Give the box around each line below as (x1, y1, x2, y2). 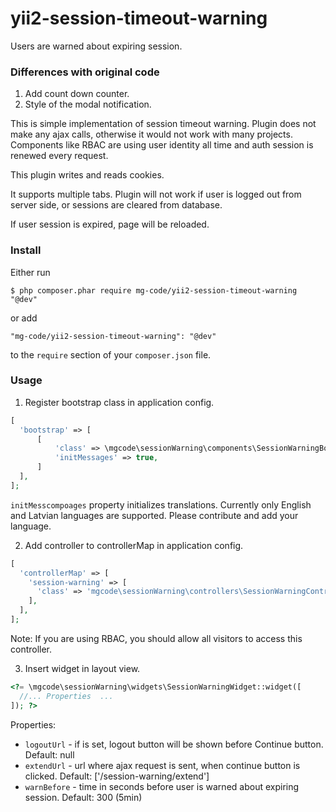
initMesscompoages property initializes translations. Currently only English (10, 498, 312, 511)
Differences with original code (10, 65, 160, 79)
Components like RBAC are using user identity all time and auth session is (10, 139, 314, 151)
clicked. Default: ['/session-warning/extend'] (24, 770, 210, 782)
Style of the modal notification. (24, 98, 152, 111)
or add (10, 312, 38, 324)
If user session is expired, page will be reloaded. (10, 218, 210, 231)
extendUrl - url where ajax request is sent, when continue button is (24, 759, 301, 771)
